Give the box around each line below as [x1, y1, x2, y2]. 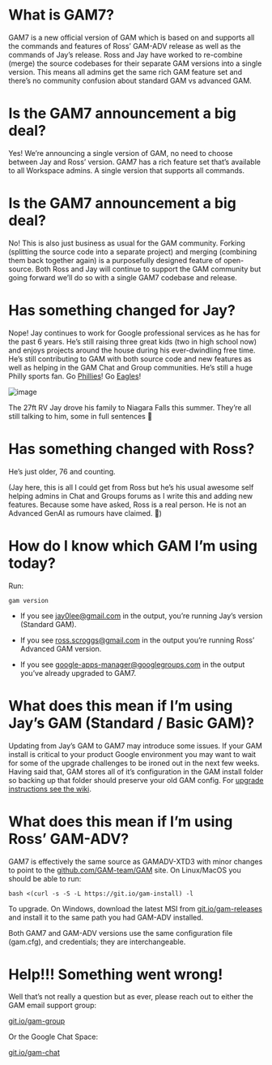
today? [8, 554, 57, 572]
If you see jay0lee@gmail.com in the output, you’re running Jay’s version [19, 611, 263, 621]
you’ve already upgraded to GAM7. [19, 668, 136, 678]
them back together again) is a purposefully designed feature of [8, 255, 223, 265]
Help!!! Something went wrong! [8, 965, 223, 984]
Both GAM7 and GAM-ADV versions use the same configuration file [8, 928, 233, 937]
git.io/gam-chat [8, 1048, 61, 1058]
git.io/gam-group [8, 1016, 66, 1026]
